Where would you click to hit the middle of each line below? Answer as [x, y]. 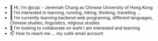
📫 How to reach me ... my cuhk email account [56, 33]
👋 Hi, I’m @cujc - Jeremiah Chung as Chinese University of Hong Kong [81, 7]
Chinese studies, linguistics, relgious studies [54, 23]
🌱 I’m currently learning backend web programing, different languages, [81, 18]
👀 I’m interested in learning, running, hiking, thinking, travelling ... [75, 13]
